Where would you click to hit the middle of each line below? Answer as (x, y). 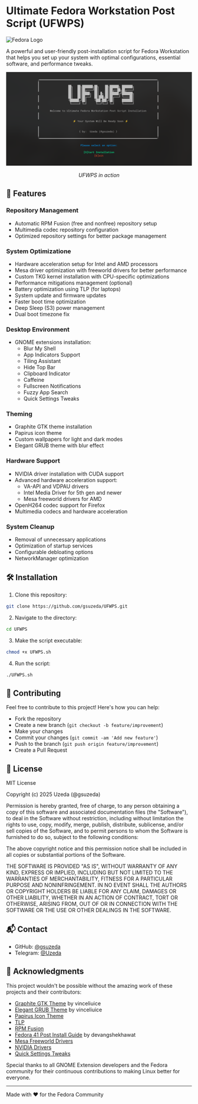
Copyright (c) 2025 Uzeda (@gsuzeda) (53, 794)
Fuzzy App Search (46, 392)
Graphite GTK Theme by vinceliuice (58, 1003)
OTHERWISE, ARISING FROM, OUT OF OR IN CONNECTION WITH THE (92, 904)
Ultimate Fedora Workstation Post (90, 11)
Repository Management (42, 211)
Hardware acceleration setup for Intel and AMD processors (86, 264)
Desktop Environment (38, 329)
